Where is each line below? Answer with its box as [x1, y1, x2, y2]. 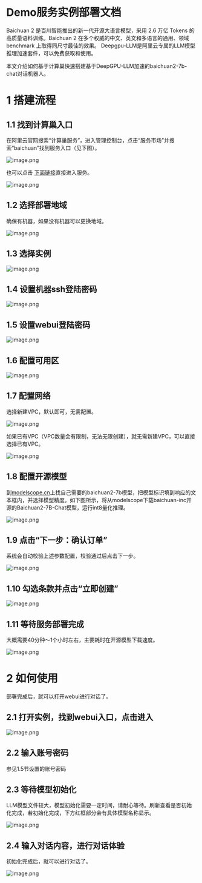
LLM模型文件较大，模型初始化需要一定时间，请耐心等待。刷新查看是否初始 [6, 802, 192, 809]
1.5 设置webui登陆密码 [6, 320, 91, 330]
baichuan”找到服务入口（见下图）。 [14, 144, 100, 152]
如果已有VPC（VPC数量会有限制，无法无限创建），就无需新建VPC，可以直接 [6, 432, 195, 440]
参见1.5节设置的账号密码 [6, 765, 67, 772]
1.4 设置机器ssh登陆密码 [6, 284, 97, 294]
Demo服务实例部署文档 [6, 5, 122, 19]
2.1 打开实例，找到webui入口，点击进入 [6, 712, 154, 722]
